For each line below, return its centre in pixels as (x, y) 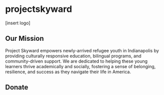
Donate (17, 87)
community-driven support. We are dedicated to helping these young (76, 61)
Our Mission (24, 39)
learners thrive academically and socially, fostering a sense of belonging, (80, 66)
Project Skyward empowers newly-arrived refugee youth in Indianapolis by (82, 50)
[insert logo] (18, 23)
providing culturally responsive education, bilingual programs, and (73, 56)
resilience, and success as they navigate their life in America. (68, 72)
